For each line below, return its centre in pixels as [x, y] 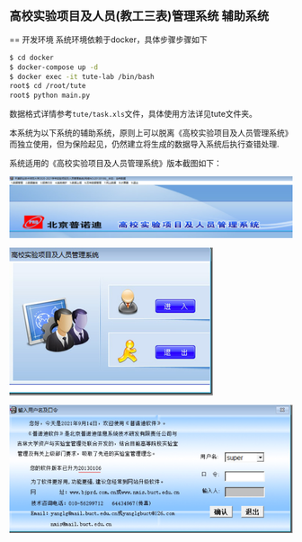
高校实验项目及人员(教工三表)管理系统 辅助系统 [139, 16]
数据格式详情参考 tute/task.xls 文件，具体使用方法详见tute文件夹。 [133, 114]
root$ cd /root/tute [48, 86]
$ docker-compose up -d [54, 67]
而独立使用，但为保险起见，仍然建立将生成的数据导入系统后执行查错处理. [145, 144]
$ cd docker [31, 58]
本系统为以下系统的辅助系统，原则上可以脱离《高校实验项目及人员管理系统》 [151, 133]
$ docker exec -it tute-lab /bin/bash [82, 76]
